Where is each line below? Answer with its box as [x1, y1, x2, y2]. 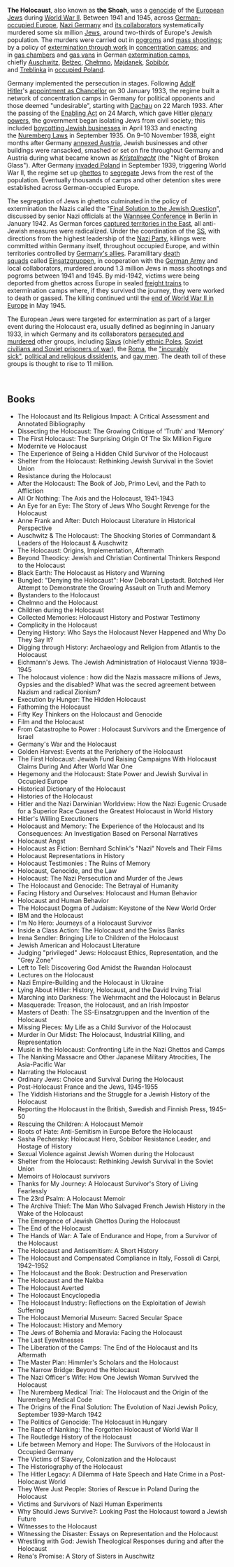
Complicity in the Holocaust [17, 620, 98, 629]
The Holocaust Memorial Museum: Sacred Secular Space [17, 1313, 183, 1322]
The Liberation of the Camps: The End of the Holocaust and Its [17, 1343, 198, 1352]
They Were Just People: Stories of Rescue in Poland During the [17, 1484, 200, 1493]
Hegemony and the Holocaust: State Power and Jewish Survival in [17, 769, 208, 778]
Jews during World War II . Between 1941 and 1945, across [7, 13, 174, 22]
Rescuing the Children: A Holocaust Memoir [17, 1120, 144, 1128]
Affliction [17, 487, 44, 495]
